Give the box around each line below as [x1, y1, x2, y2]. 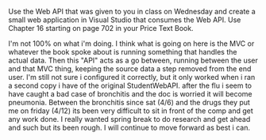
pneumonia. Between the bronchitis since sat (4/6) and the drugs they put [8, 98, 250, 107]
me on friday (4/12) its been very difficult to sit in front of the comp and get [8, 106, 254, 115]
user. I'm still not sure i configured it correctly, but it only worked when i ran [8, 73, 256, 81]
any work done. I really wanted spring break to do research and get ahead [8, 115, 251, 123]
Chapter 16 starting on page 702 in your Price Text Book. [8, 24, 194, 32]
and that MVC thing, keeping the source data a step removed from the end [8, 64, 252, 74]
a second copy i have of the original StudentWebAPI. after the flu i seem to [8, 81, 253, 90]
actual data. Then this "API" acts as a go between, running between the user [8, 55, 258, 65]
